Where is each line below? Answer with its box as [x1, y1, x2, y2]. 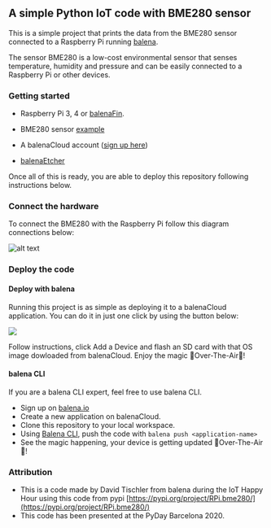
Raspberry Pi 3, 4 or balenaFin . [20, 109, 125, 119]
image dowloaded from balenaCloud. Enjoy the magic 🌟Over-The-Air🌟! [8, 350, 246, 360]
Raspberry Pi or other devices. [8, 69, 111, 80]
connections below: [8, 228, 75, 238]
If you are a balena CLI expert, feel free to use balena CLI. [8, 386, 202, 397]
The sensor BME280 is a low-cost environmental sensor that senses [8, 52, 238, 62]
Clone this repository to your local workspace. [20, 420, 176, 430]
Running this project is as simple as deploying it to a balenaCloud [8, 302, 227, 312]
